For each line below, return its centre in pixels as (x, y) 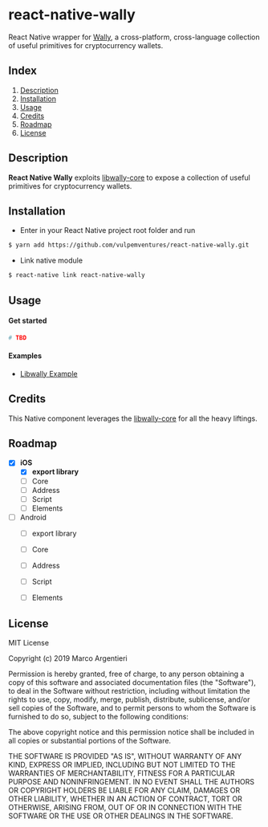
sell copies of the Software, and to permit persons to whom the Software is (132, 707)
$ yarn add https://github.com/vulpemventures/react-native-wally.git (129, 245)
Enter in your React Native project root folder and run (108, 230)
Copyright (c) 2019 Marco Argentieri (68, 658)
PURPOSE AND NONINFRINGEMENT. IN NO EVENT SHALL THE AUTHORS (132, 781)
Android (33, 517)
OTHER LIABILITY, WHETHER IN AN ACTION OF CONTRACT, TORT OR (125, 798)
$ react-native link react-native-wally (77, 275)
